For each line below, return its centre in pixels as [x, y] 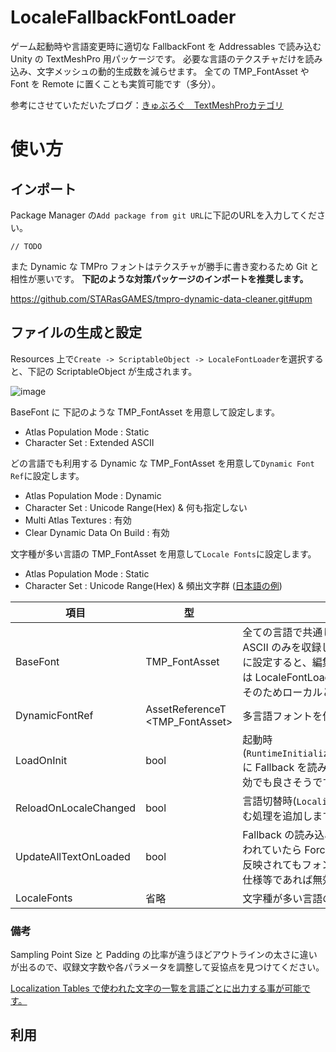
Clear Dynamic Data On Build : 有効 [97, 532]
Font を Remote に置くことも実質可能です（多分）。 [115, 83]
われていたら [272, 849]
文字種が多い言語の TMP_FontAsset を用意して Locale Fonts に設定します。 [163, 553]
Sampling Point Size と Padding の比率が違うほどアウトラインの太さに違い [164, 955]
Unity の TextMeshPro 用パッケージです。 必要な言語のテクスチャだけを [158, 58]
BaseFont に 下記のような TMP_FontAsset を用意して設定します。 [145, 412]
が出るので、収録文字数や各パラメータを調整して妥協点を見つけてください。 [167, 967]
